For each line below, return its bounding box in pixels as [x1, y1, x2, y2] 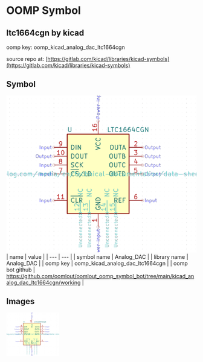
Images [6, 296, 35, 306]
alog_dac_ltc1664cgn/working [6, 279, 81, 286]
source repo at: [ [6, 56, 48, 62]
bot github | [6, 266, 35, 273]
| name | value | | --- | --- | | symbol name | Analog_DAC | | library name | [6, 253, 188, 260]
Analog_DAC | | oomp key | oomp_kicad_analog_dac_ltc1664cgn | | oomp [6, 259, 188, 267]
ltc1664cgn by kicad [6, 28, 85, 38]
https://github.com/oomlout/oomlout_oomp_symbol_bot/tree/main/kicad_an [6, 272, 195, 279]
